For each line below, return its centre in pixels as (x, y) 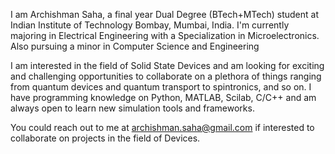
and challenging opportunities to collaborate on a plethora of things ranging (166, 76)
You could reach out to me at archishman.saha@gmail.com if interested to (162, 127)
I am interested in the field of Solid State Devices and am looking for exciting (167, 65)
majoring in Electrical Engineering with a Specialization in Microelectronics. (165, 35)
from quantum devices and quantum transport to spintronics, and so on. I (161, 87)
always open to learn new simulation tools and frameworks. (132, 108)
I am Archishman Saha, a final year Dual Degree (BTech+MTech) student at (165, 14)
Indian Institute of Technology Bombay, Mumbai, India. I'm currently (150, 25)
